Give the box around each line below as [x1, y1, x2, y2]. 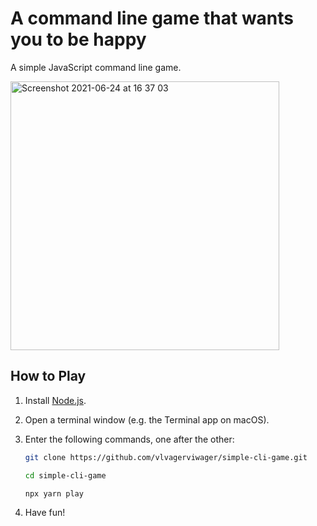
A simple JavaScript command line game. [10, 61, 182, 73]
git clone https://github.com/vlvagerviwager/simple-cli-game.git [24, 452, 308, 462]
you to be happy [10, 28, 147, 51]
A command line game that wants [10, 7, 295, 30]
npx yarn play [24, 488, 84, 499]
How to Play [10, 368, 87, 385]
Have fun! [24, 507, 66, 519]
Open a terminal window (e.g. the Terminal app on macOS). [24, 413, 270, 426]
